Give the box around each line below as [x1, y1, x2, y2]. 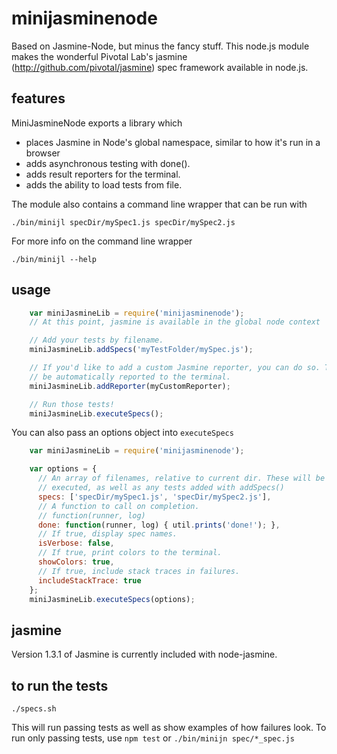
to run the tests [11, 677, 109, 694]
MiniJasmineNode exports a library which [11, 117, 183, 129]
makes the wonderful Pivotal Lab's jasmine [11, 50, 188, 62]
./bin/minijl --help [11, 254, 98, 264]
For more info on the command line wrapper [11, 235, 193, 247]
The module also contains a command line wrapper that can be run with [11, 198, 308, 210]
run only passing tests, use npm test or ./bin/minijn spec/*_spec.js [11, 732, 295, 744]
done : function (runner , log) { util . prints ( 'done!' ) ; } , [37, 520, 281, 530]
